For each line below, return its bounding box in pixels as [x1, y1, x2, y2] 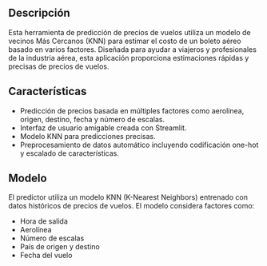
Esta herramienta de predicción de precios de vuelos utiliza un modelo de [8, 27, 251, 37]
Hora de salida [19, 216, 68, 226]
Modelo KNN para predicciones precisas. [19, 131, 156, 141]
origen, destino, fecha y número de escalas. [19, 114, 165, 124]
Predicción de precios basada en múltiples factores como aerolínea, [19, 105, 245, 115]
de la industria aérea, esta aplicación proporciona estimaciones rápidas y [8, 53, 249, 62]
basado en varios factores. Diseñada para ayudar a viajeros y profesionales [8, 44, 257, 54]
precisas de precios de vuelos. [8, 62, 110, 71]
